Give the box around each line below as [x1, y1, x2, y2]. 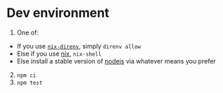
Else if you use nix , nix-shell [16, 49, 102, 58]
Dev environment [6, 5, 110, 21]
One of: [16, 28, 39, 37]
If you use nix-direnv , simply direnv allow [16, 42, 141, 50]
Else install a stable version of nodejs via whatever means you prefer [16, 56, 216, 65]
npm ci [16, 72, 37, 79]
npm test [16, 79, 43, 86]
